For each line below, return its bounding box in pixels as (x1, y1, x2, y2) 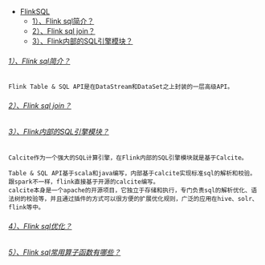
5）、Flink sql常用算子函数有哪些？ (8, 247, 121, 257)
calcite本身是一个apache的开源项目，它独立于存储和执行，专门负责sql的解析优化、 (8, 187, 251, 195)
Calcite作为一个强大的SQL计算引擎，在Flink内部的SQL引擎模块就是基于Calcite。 (8, 154, 248, 163)
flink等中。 (8, 203, 45, 211)
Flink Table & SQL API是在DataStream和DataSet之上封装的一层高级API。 (8, 83, 234, 91)
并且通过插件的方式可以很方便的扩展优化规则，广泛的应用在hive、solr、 (50, 195, 259, 203)
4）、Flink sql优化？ (8, 221, 72, 231)
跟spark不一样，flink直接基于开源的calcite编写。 (8, 178, 160, 187)
